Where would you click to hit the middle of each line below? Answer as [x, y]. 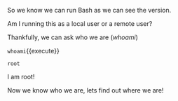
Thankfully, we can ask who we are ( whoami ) [73, 37]
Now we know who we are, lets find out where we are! [85, 90]
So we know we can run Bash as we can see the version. [89, 10]
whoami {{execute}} [33, 51]
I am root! [21, 77]
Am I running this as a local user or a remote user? [80, 23]
